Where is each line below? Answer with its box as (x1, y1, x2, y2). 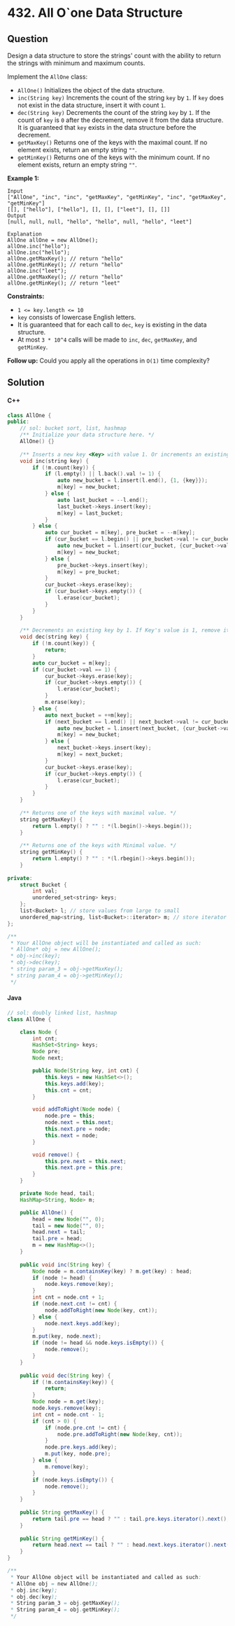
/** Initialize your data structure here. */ (20, 431, 155, 439)
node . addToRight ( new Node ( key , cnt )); (44, 1306, 158, 1314)
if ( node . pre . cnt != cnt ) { (44, 1424, 127, 1431)
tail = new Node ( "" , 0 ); (32, 1222, 105, 1229)
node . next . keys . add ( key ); (44, 1320, 120, 1327)
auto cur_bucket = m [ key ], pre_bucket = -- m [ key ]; (44, 529, 196, 536)
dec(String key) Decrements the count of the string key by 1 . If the (17, 109, 211, 116)
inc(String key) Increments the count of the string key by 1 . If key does (17, 93, 224, 102)
